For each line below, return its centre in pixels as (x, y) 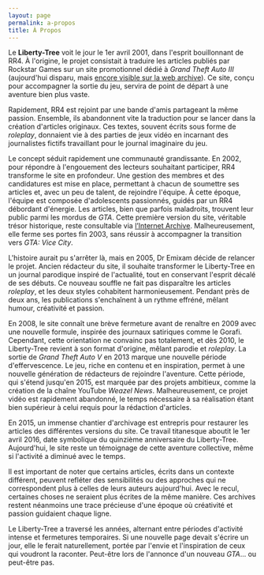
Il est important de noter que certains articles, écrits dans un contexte (121, 472)
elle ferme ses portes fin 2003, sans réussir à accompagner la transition (125, 235)
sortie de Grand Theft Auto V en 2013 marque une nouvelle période (117, 357)
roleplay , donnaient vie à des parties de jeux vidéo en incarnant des (118, 135)
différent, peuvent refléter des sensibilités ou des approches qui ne (117, 480)
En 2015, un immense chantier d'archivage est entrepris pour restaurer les (128, 423)
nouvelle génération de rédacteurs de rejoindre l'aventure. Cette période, (127, 374)
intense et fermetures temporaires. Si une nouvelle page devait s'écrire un (128, 537)
